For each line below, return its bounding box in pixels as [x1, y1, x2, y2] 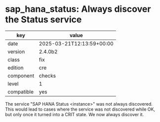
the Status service [5, 14, 82, 25]
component [7, 72, 35, 79]
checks [39, 72, 56, 79]
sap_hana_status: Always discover [5, 3, 151, 15]
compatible [7, 88, 34, 95]
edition [7, 64, 24, 71]
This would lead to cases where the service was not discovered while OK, [5, 106, 156, 112]
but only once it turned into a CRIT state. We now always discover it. [5, 111, 144, 117]
